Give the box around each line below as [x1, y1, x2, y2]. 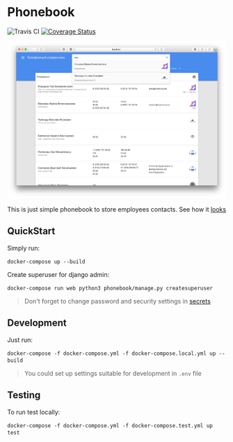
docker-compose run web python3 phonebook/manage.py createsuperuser [7, 285, 214, 292]
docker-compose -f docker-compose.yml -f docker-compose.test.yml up [7, 422, 214, 429]
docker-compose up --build [7, 258, 86, 265]
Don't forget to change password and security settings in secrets [24, 297, 211, 305]
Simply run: [7, 244, 40, 252]
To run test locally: [7, 408, 61, 416]
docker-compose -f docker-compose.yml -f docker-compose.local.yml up [7, 349, 216, 357]
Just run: [7, 336, 33, 344]
